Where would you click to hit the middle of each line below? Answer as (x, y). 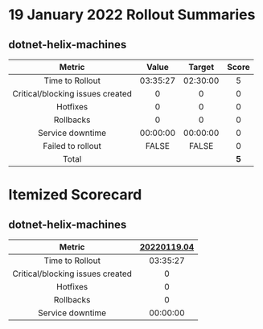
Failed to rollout (72, 146)
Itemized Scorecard (75, 195)
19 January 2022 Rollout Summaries (132, 15)
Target (201, 67)
